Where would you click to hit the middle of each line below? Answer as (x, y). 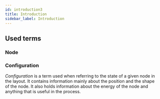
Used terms (23, 38)
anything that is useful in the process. (43, 91)
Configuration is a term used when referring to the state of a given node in (80, 76)
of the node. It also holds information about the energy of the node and (77, 86)
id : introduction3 (24, 10)
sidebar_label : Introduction (35, 19)
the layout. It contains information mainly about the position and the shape (80, 81)
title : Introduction (26, 14)
